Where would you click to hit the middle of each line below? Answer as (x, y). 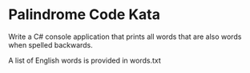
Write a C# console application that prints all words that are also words (125, 36)
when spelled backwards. (51, 44)
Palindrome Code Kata (84, 15)
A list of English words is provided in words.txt (85, 60)
